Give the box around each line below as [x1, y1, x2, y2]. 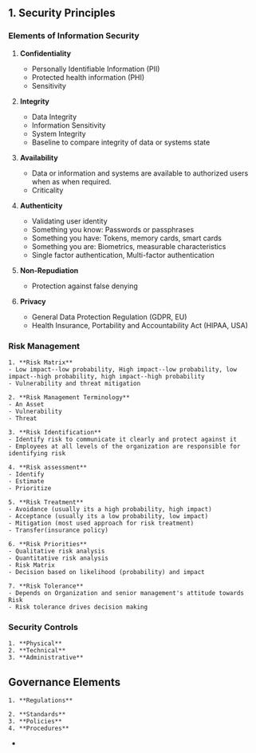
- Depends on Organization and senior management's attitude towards [8, 589, 245, 597]
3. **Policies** [8, 718, 62, 726]
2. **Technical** [8, 647, 66, 655]
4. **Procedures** [8, 724, 69, 733]
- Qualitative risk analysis [8, 547, 105, 555]
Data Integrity [31, 112, 77, 121]
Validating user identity [31, 216, 108, 226]
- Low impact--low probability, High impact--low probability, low [8, 365, 238, 374]
